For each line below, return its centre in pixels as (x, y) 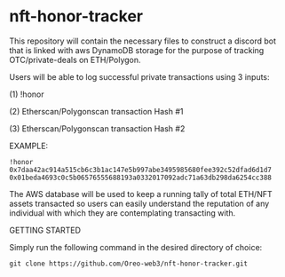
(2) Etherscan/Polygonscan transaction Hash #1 (96, 111)
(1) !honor (27, 94)
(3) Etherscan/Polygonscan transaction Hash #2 (97, 128)
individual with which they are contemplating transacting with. (123, 213)
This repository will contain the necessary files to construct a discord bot (143, 41)
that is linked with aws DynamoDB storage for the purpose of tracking (137, 50)
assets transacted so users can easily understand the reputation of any (139, 203)
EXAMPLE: (29, 146)
